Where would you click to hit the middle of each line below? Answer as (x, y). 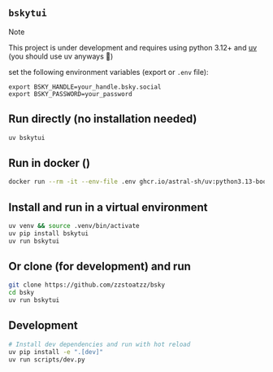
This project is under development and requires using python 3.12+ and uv (133, 47)
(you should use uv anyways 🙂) (61, 56)
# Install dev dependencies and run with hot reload (100, 344)
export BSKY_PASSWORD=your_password (70, 94)
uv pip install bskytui (49, 233)
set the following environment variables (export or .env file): (108, 72)
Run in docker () (50, 163)
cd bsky (22, 293)
